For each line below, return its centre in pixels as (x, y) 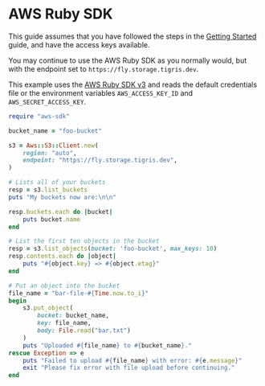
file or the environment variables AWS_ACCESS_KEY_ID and (101, 92)
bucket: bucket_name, (73, 316)
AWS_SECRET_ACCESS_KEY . (47, 101)
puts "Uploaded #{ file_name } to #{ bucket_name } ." (108, 345)
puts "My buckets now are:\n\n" (62, 197)
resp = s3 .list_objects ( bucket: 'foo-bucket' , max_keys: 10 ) (113, 249)
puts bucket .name (52, 219)
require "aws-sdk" (39, 116)
